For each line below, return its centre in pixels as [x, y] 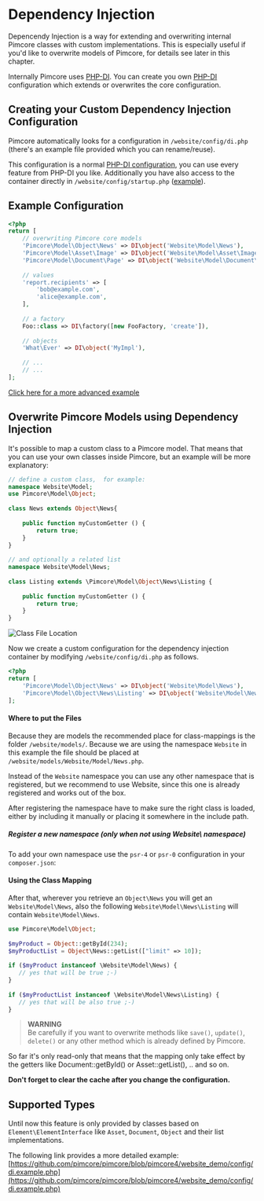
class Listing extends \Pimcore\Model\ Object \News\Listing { [110, 582]
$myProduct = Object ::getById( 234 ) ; [68, 944]
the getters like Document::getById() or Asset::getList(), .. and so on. [119, 1065]
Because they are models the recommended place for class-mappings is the [132, 736]
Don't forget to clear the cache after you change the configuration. [119, 1080]
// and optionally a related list [65, 560]
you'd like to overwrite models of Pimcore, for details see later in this [119, 53]
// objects [40, 341]
